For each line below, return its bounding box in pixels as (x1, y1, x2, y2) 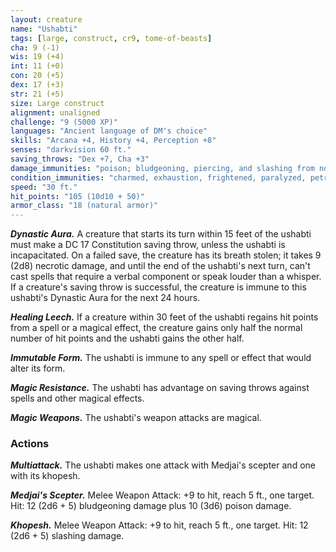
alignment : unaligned (10, 107, 101, 118)
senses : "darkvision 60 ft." (10, 145, 132, 155)
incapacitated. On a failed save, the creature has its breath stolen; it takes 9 (10, 249, 322, 261)
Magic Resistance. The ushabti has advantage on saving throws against (10, 382, 310, 394)
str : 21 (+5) (10, 89, 65, 99)
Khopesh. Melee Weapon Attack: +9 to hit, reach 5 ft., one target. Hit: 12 (10, 519, 309, 531)
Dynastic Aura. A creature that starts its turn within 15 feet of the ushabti (10, 228, 312, 240)
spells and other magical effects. (10, 392, 145, 405)
